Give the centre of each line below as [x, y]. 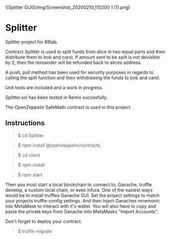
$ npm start [30, 175]
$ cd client [29, 155]
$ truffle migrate [35, 231]
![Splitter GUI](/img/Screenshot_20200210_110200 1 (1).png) [68, 7]
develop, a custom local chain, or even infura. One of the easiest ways [79, 190]
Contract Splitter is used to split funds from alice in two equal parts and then [85, 52]
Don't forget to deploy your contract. [44, 221]
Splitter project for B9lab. [32, 42]
